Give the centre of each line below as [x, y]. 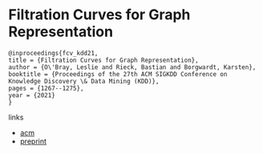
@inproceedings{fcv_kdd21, [53, 53]
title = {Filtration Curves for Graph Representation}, [103, 60]
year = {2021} [32, 95]
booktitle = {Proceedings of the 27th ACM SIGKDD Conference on [118, 74]
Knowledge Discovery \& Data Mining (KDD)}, [84, 81]
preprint [33, 141]
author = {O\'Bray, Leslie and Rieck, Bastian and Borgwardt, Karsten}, [132, 67]
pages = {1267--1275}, [46, 88]
